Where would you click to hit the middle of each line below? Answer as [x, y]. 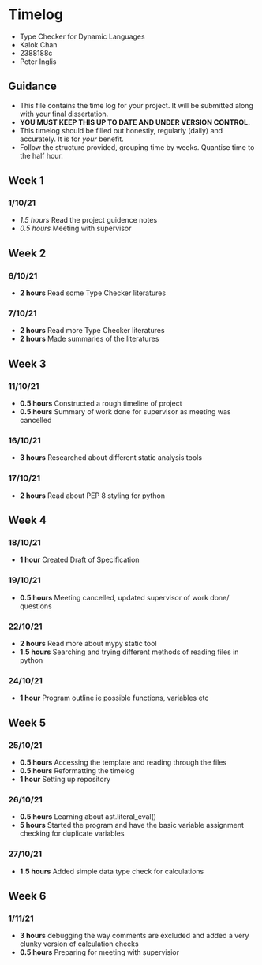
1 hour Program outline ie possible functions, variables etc [114, 698]
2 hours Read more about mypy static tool [88, 643]
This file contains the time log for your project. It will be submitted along [137, 105]
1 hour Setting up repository [65, 779]
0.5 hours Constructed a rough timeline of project [101, 403]
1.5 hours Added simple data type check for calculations [112, 871]
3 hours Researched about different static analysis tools [111, 458]
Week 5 [27, 722]
